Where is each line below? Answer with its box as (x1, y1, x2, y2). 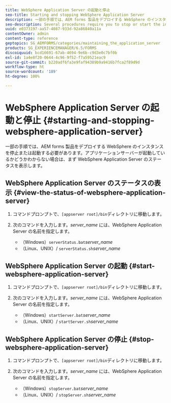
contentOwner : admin (5, 31, 49, 36)
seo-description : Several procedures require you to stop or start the (5, 21, 160, 27)
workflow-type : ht (5, 64, 44, 69)
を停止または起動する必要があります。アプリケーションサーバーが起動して (5, 149, 161, 156)
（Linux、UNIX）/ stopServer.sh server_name (20, 392, 116, 398)
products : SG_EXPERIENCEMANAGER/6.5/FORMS (5, 45, 97, 51)
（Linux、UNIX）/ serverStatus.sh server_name (20, 245, 121, 251)
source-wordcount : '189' (5, 69, 58, 74)
